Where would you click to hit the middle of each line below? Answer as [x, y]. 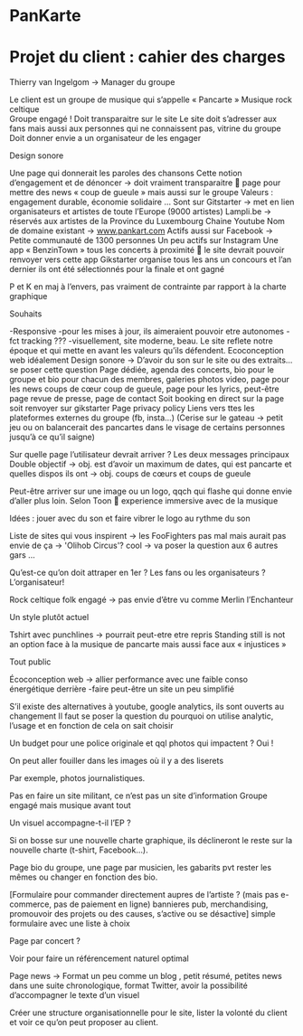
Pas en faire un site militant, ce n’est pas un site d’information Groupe [139, 796]
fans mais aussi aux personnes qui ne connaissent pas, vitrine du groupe [146, 128]
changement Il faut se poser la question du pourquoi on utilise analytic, [142, 716]
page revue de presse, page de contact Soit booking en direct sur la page [147, 399]
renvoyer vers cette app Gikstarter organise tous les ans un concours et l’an [151, 259]
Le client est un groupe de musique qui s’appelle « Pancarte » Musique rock [151, 99]
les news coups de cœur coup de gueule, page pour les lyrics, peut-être [145, 389]
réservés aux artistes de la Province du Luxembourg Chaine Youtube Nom [147, 221]
